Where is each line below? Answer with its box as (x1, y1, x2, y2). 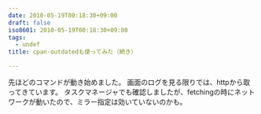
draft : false (8, 19, 51, 27)
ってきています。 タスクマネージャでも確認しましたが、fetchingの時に (8, 87, 235, 97)
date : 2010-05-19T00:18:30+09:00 (8, 11, 118, 20)
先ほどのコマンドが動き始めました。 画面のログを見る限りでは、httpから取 (8, 78, 250, 86)
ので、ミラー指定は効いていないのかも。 (56, 97, 187, 106)
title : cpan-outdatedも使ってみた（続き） (8, 48, 138, 56)
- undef (15, 41, 41, 49)
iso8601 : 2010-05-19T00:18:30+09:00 (8, 26, 128, 34)
